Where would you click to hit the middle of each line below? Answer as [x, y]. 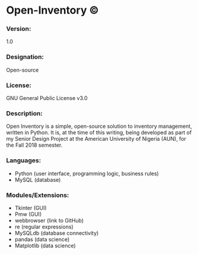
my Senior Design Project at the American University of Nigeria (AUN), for [96, 139]
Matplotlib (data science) [45, 246]
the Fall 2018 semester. [34, 145]
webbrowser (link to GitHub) [49, 220]
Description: [24, 113]
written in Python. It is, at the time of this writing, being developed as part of [99, 133]
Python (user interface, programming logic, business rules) [87, 173]
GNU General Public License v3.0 [47, 98]
